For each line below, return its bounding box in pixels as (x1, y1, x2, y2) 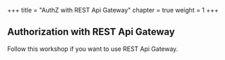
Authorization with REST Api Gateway (7, 26, 175, 38)
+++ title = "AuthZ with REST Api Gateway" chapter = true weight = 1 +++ (7, 6, 219, 14)
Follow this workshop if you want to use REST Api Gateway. (7, 45, 178, 53)
